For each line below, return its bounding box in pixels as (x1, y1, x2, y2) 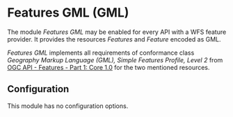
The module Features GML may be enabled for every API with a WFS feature (7, 28, 227, 36)
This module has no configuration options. (7, 102, 129, 110)
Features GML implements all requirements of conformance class (7, 48, 195, 57)
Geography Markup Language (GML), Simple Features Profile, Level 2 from (7, 55, 223, 64)
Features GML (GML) (7, 5, 129, 21)
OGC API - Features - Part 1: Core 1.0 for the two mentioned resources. (7, 63, 210, 71)
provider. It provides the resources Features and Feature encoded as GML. (7, 35, 221, 43)
